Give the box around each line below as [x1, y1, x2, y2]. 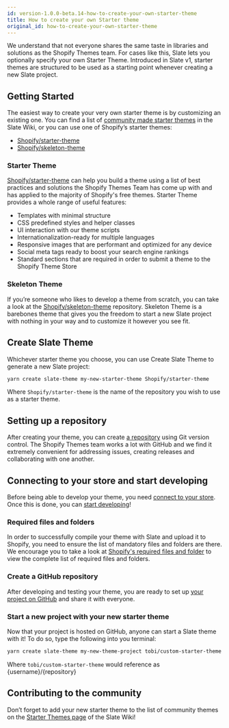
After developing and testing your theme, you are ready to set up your [7, 587, 204, 596]
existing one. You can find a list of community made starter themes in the [7, 116, 213, 124]
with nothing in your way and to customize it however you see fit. [7, 316, 190, 325]
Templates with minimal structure [16, 212, 111, 220]
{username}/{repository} [7, 667, 77, 675]
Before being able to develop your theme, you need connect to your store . [7, 493, 216, 501]
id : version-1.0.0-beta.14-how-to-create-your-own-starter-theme [7, 10, 197, 17]
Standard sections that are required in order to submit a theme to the [16, 255, 211, 264]
